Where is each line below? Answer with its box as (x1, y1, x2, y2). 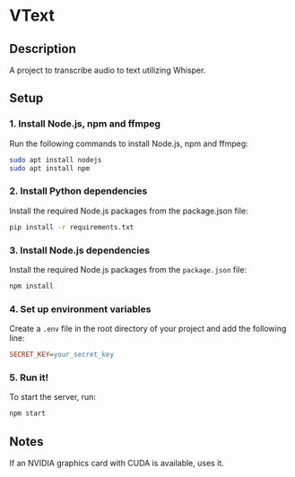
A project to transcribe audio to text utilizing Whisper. (9, 65, 206, 75)
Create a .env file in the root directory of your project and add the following (9, 324, 287, 334)
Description (9, 41, 76, 56)
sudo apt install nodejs (9, 155, 102, 164)
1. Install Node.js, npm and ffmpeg (9, 117, 161, 130)
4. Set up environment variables (9, 302, 152, 315)
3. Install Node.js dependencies (9, 244, 151, 256)
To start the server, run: (9, 392, 97, 403)
